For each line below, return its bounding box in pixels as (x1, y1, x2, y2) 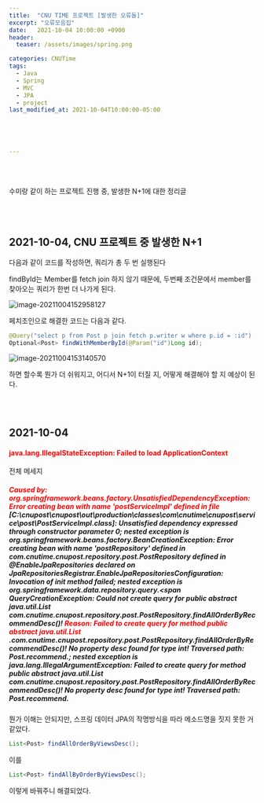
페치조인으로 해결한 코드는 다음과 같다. (9, 316, 126, 325)
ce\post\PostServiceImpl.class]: (9, 518, 117, 527)
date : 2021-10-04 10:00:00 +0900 (9, 26, 126, 34)
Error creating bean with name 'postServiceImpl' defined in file (9, 501, 220, 511)
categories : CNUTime (9, 55, 77, 63)
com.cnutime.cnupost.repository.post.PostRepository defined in (9, 552, 226, 561)
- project (16, 99, 48, 107)
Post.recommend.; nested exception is (9, 651, 138, 661)
